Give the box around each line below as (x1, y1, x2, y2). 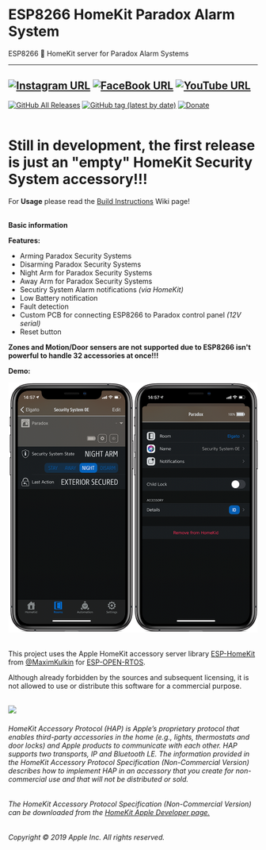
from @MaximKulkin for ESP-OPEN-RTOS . (8, 657, 146, 667)
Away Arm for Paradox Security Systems (19, 276, 153, 286)
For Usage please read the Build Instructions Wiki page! (8, 196, 190, 206)
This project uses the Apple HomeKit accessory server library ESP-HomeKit (8, 648, 256, 658)
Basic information (8, 220, 68, 229)
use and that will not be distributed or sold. (48, 775, 188, 784)
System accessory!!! (8, 170, 148, 188)
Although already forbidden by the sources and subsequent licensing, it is (8, 672, 249, 682)
